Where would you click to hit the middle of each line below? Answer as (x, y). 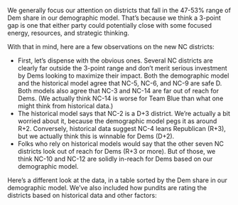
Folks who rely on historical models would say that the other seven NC (121, 144)
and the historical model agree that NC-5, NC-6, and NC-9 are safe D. (120, 83)
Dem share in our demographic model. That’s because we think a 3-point (114, 18)
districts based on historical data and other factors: (82, 195)
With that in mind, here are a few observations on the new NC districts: (111, 47)
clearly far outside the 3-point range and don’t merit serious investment (122, 68)
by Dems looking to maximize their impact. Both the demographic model (123, 75)
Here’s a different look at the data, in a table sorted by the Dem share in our (117, 180)
